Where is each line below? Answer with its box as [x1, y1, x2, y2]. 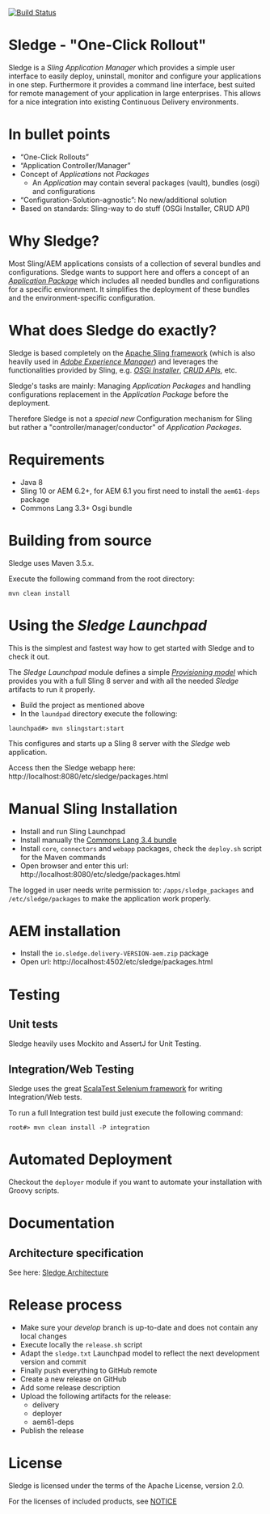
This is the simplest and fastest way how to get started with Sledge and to [8, 643, 255, 652]
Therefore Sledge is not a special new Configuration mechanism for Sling [8, 413, 253, 424]
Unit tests [8, 1018, 58, 1031]
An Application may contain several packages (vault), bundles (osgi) [32, 178, 260, 188]
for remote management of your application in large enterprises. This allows [8, 88, 261, 98]
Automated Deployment [8, 1150, 172, 1169]
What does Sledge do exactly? [8, 322, 217, 339]
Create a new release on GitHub [19, 1374, 127, 1384]
